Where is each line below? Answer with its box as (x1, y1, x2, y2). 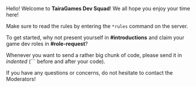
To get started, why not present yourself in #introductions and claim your (6, 34, 185, 41)
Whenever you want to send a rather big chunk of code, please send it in (6, 52, 183, 58)
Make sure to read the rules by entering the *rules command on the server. (6, 23, 188, 29)
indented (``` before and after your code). (6, 58, 106, 65)
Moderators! (6, 76, 36, 82)
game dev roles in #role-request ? (6, 41, 88, 47)
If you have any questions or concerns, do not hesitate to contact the (6, 69, 173, 76)
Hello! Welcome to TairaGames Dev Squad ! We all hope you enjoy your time (6, 5, 191, 12)
